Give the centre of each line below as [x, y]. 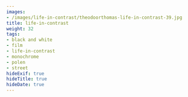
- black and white [29, 40]
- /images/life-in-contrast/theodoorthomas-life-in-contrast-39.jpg [94, 17]
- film [15, 46]
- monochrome [23, 57]
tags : [13, 34]
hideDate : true [25, 85]
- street [17, 68]
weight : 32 [20, 29]
